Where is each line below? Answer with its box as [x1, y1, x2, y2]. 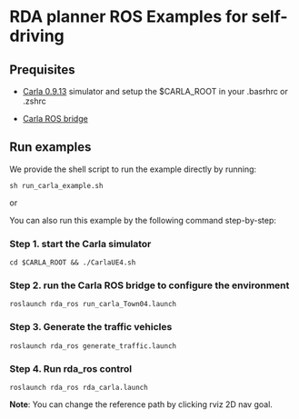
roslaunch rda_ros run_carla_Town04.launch [9, 300, 177, 309]
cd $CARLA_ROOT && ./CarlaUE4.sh [9, 258, 136, 267]
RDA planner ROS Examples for [9, 6, 248, 27]
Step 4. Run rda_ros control [9, 362, 133, 374]
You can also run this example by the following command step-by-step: [9, 214, 277, 225]
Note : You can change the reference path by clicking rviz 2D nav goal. [9, 399, 273, 410]
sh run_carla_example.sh [9, 181, 104, 190]
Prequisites [9, 62, 75, 77]
